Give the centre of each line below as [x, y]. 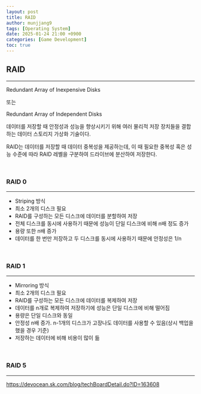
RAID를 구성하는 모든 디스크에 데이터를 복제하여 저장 [76, 300]
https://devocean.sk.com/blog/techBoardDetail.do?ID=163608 [83, 384]
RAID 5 [16, 365]
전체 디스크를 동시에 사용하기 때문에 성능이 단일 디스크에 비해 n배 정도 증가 [102, 223]
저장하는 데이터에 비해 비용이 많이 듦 [57, 338]
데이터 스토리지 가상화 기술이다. [54, 134]
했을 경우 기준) [32, 330]
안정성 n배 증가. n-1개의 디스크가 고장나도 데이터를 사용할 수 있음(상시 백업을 [104, 323]
